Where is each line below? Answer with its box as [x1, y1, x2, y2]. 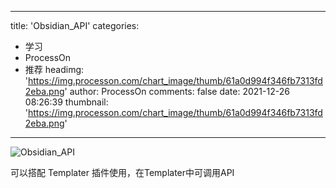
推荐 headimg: [24, 64, 85, 75]
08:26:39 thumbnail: [24, 96, 109, 108]
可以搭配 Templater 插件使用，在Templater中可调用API [10, 167, 235, 178]
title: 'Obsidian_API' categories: [10, 20, 140, 31]
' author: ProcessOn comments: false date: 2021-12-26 [64, 86, 290, 97]
